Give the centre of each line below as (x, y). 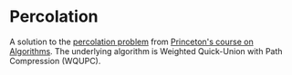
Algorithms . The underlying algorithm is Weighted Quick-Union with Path (146, 51)
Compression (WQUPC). (55, 61)
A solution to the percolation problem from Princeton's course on (131, 42)
